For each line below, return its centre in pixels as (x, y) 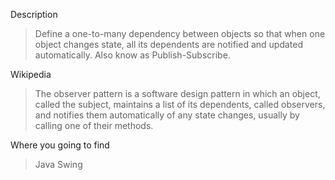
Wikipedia (31, 74)
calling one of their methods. (94, 125)
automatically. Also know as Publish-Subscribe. (132, 55)
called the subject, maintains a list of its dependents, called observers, (180, 104)
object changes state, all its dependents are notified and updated (169, 44)
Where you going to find (60, 145)
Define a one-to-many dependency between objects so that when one (180, 33)
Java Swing (58, 164)
